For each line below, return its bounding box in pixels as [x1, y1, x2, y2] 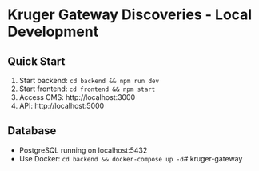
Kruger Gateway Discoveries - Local [7, 6, 253, 24]
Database [7, 124, 57, 137]
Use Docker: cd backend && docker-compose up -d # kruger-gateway [18, 153, 243, 163]
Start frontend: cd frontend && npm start [18, 84, 156, 93]
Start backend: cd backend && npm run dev [18, 76, 160, 85]
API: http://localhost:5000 [18, 101, 105, 110]
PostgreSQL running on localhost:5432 [18, 145, 148, 155]
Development [7, 22, 99, 41]
